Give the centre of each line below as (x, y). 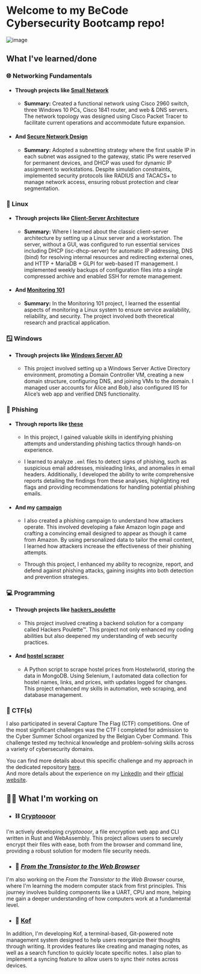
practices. (36, 642)
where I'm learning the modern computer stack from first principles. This (96, 886)
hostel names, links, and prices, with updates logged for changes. (106, 682)
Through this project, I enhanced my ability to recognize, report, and (109, 564)
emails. (33, 494)
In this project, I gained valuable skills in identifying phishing (98, 437)
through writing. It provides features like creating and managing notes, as (97, 946)
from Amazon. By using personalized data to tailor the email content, (109, 540)
